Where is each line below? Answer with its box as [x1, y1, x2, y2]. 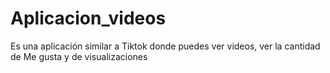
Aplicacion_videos [10, 7, 167, 30]
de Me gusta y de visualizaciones [10, 50, 148, 62]
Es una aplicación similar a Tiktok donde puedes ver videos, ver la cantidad [10, 40, 321, 52]
